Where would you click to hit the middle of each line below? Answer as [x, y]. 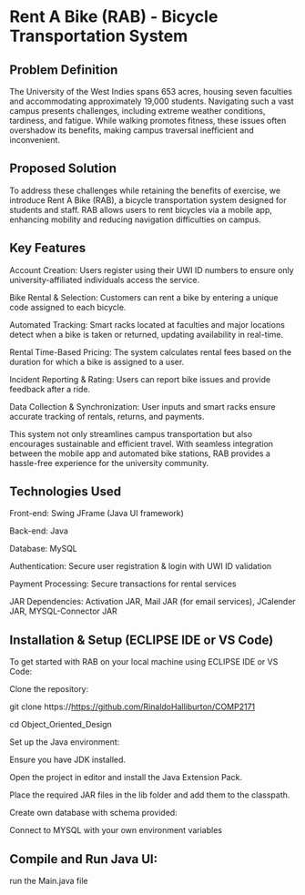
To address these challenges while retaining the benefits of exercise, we [145, 190]
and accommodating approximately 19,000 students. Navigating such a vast [152, 101]
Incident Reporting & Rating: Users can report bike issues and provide [140, 379]
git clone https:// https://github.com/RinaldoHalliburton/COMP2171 [132, 707]
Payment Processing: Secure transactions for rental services [123, 584]
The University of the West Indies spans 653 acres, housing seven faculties [151, 92]
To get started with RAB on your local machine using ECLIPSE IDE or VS [144, 662]
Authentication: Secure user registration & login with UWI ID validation [141, 566]
